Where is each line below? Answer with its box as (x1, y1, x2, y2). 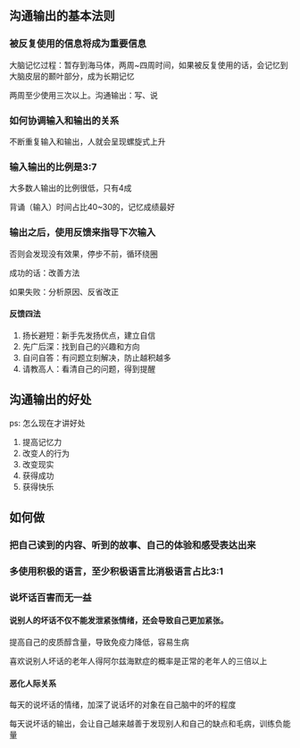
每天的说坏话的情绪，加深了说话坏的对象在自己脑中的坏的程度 (9, 700, 237, 710)
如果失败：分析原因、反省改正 (9, 286, 119, 297)
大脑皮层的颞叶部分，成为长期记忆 (9, 71, 135, 81)
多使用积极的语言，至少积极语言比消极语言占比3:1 (9, 565, 223, 577)
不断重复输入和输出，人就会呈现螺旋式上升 (9, 136, 166, 147)
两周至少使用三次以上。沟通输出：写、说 (9, 89, 158, 100)
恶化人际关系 (9, 677, 56, 688)
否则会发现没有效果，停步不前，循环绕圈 (9, 248, 158, 259)
